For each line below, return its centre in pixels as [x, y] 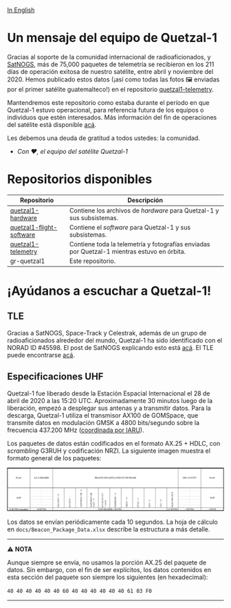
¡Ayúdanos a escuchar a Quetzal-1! [109, 291]
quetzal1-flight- [34, 227]
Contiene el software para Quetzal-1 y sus [130, 227]
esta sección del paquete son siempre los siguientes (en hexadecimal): [108, 577]
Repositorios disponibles [80, 179]
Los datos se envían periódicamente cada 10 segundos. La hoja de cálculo [112, 522]
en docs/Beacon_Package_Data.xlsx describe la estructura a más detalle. [109, 529]
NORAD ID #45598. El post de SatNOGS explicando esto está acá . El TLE [110, 347]
